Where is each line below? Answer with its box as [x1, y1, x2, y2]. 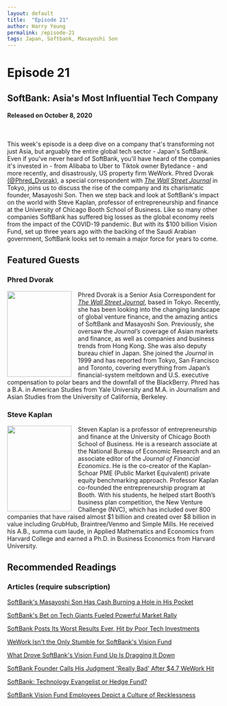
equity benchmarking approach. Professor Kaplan [77, 476, 219, 484]
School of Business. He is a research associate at [77, 439, 217, 448]
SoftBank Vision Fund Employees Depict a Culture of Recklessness [7, 690, 196, 699]
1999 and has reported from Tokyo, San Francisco [77, 356, 219, 364]
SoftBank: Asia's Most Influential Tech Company [7, 92, 219, 104]
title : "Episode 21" [7, 16, 69, 23]
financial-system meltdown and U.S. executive [77, 371, 209, 379]
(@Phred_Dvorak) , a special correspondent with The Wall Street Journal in [7, 176, 218, 184]
